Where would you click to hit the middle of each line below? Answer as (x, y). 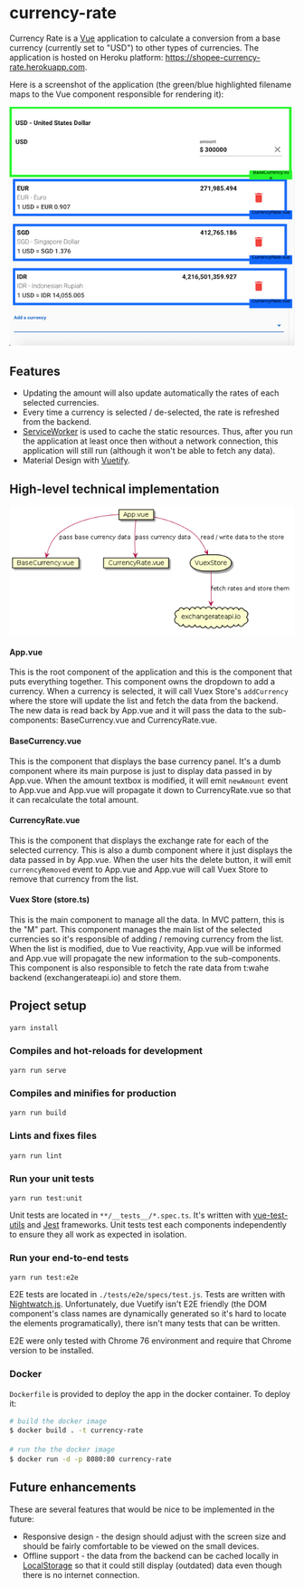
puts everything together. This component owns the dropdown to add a (142, 682)
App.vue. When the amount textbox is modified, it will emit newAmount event (149, 780)
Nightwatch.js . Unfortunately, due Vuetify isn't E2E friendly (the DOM (138, 1304)
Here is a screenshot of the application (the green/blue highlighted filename (151, 84)
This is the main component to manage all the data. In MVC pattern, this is (147, 919)
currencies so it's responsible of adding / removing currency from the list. (147, 939)
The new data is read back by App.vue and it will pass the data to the (138, 711)
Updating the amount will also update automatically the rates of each (151, 393)
